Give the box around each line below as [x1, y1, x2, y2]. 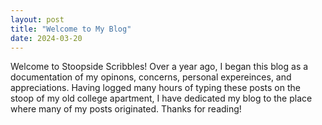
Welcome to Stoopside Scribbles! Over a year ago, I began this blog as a [10, 61, 309, 73]
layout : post [10, 14, 65, 25]
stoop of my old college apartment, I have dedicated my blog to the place [10, 92, 313, 105]
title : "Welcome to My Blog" [10, 24, 132, 34]
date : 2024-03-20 [10, 33, 83, 43]
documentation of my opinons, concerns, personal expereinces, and [10, 71, 292, 83]
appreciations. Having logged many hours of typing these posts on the [10, 82, 301, 94]
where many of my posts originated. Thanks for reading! [10, 103, 242, 115]
